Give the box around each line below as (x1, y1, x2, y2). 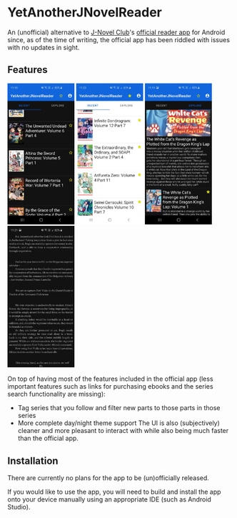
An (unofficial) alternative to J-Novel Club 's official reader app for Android (7, 28, 226, 36)
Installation (7, 454, 59, 467)
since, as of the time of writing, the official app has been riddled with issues (7, 35, 231, 44)
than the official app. (17, 434, 79, 443)
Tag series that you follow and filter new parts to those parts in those (17, 404, 221, 412)
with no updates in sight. (7, 43, 80, 51)
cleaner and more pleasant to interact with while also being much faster (17, 427, 229, 435)
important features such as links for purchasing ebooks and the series (7, 382, 213, 391)
